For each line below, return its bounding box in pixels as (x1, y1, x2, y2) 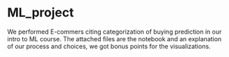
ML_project (7, 5, 74, 21)
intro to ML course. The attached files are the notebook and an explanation (7, 34, 222, 43)
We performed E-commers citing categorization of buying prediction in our (7, 27, 222, 36)
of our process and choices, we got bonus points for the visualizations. (7, 42, 211, 50)
